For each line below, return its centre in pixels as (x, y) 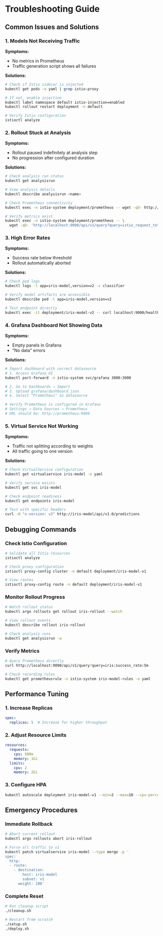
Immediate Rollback (29, 824)
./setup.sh (16, 924)
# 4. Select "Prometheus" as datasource (47, 396)
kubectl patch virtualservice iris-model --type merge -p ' (67, 852)
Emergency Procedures (41, 810)
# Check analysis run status (34, 176)
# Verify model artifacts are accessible (48, 295)
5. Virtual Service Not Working (42, 426)
